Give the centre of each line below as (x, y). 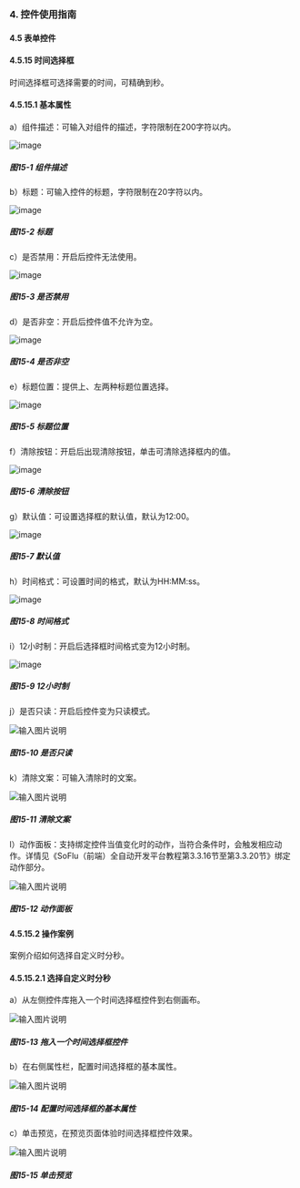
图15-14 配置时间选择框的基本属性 (73, 1108)
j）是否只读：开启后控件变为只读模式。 (82, 711)
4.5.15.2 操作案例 (42, 933)
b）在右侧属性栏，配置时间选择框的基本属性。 (95, 1067)
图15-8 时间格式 (39, 621)
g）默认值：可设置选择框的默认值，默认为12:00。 (102, 516)
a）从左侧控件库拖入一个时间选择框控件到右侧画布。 (107, 1000)
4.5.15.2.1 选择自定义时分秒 (60, 978)
